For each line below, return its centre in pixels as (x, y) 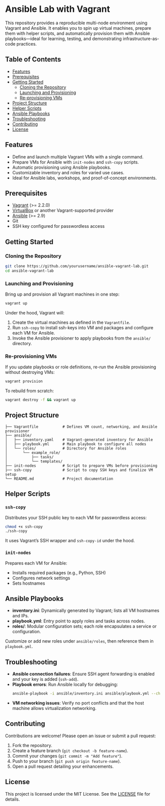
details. (13, 799)
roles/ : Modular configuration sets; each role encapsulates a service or (84, 626)
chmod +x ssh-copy (24, 527)
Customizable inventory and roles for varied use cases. (68, 172)
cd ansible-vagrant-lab (30, 271)
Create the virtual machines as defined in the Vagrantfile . (71, 322)
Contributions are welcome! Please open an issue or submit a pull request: (81, 736)
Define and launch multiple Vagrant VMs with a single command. (78, 156)
